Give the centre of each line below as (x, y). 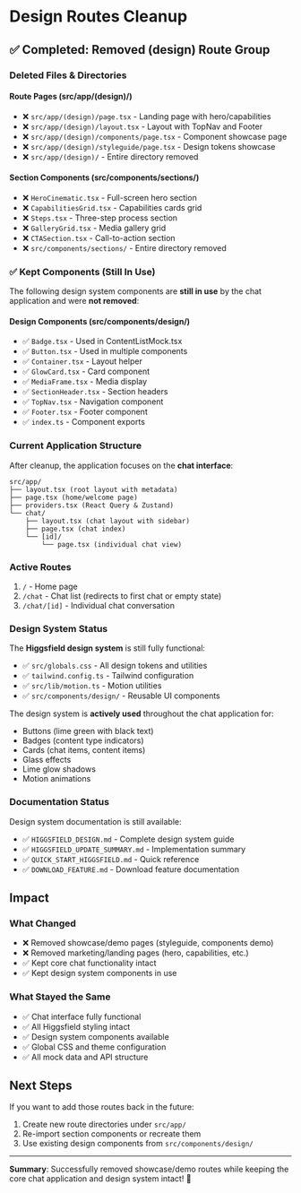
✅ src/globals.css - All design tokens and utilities (115, 666)
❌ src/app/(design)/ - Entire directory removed (110, 156)
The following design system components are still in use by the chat (136, 291)
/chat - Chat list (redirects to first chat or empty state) (122, 596)
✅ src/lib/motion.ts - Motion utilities (92, 686)
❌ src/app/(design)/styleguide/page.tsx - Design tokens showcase (149, 146)
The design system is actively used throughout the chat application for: (142, 713)
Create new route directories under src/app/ (104, 1124)
